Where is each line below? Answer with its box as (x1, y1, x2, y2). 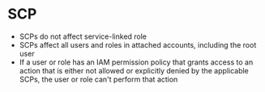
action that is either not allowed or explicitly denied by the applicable (19, 65, 249, 75)
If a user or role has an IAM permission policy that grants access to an (19, 57, 254, 67)
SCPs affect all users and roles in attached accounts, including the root (19, 40, 257, 49)
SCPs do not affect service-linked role (19, 31, 147, 41)
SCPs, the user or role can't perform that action (19, 74, 178, 84)
